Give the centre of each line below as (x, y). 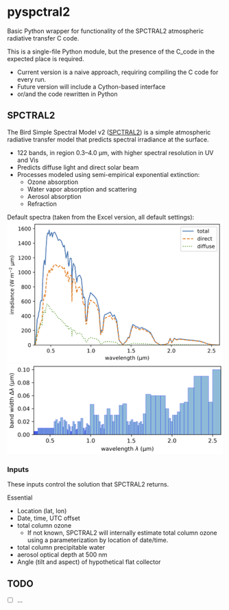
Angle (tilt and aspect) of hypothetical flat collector (89, 562)
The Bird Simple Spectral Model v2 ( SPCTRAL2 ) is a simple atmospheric (109, 132)
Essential (20, 497)
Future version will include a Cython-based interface (91, 86)
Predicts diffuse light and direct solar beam (78, 167)
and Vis (28, 160)
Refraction (42, 204)
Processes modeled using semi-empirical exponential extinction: (108, 174)
